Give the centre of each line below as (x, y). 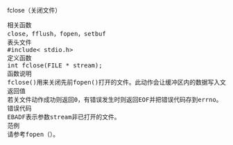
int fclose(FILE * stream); (55, 66)
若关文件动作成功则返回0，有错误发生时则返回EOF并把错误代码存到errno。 (115, 100)
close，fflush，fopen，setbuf (57, 34)
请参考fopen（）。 (33, 134)
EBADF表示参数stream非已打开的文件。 (64, 117)
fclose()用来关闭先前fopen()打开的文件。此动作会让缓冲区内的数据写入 (114, 82)
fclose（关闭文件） (34, 10)
